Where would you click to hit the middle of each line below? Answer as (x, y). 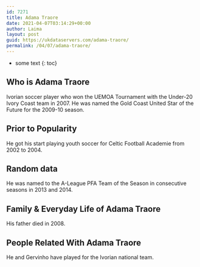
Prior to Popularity (42, 129)
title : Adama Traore (33, 18)
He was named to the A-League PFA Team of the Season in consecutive (96, 183)
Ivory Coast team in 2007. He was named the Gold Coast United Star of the (100, 103)
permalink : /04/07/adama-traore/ (49, 46)
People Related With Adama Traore (74, 242)
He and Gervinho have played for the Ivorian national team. (80, 257)
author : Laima (24, 29)
